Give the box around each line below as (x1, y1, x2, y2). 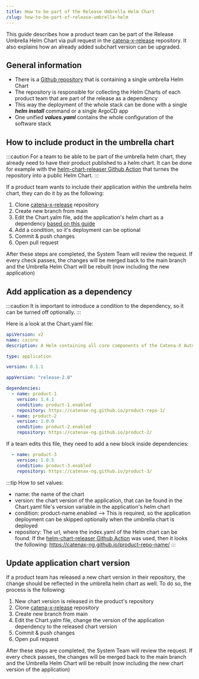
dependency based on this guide (14, 220, 95, 227)
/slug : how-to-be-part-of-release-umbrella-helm (6, 14, 129, 20)
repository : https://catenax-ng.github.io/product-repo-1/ (17, 407, 166, 413)
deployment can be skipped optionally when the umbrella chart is (14, 515, 175, 522)
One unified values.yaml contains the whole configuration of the (14, 114, 174, 121)
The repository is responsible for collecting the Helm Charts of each (14, 88, 181, 95)
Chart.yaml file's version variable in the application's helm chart (14, 503, 171, 510)
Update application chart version (6, 558, 130, 568)
